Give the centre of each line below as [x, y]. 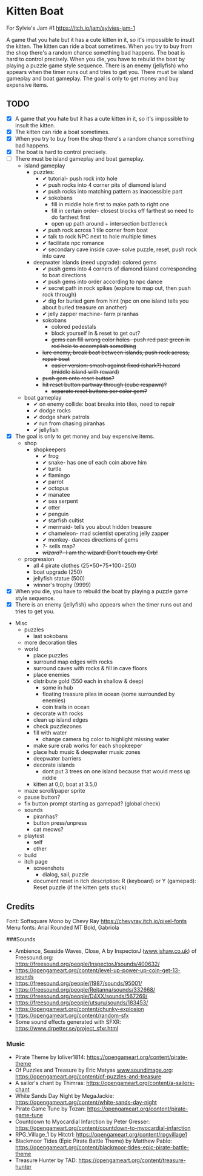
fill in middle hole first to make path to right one [110, 204]
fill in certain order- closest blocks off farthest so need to [122, 211]
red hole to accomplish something [94, 346]
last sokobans [51, 636]
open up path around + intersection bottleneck [109, 224]
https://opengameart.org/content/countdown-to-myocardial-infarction [103, 1128]
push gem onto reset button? [78, 378]
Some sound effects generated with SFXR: [68, 1022]
